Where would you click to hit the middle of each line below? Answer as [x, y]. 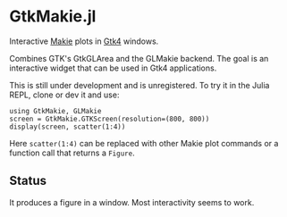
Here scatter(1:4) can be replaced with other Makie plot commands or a [144, 143]
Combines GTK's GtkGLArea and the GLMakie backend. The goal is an [139, 58]
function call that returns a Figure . [72, 153]
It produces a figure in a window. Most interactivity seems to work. [132, 202]
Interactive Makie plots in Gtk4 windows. [84, 41]
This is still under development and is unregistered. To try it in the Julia [139, 85]
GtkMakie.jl [53, 17]
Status [28, 181]
